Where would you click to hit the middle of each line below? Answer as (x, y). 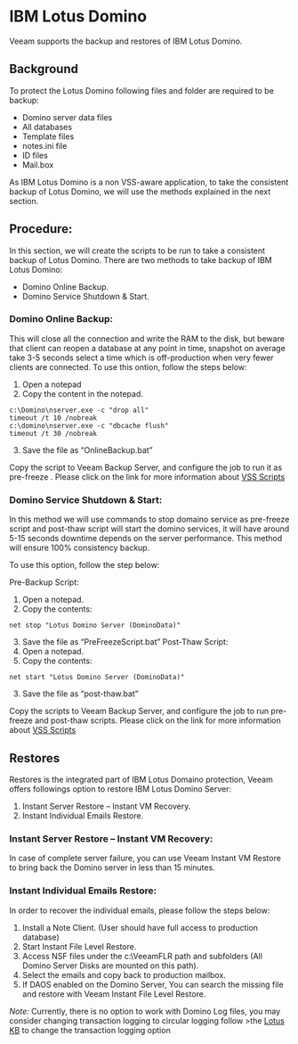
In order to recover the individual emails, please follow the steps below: (140, 910)
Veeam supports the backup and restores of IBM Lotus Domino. (126, 41)
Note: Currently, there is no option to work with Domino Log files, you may (145, 1011)
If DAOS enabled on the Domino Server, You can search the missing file (153, 984)
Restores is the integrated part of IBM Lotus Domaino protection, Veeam (141, 779)
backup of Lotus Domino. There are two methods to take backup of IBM (141, 259)
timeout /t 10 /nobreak (53, 418)
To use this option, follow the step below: (85, 565)
